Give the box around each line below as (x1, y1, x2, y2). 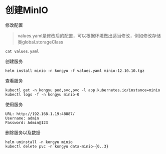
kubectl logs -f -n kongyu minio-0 (5, 92, 80, 97)
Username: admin (5, 115, 39, 120)
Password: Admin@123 (5, 120, 49, 125)
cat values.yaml (5, 48, 39, 54)
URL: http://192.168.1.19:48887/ (5, 111, 75, 116)
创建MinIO (5, 4, 49, 16)
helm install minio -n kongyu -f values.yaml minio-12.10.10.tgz (5, 68, 144, 73)
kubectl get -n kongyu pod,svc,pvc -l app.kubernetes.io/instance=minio (5, 87, 160, 92)
